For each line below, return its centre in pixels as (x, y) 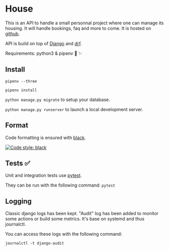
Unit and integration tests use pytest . (44, 175)
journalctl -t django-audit (35, 243)
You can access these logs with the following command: (64, 234)
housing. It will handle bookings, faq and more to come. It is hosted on (78, 28)
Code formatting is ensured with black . (46, 137)
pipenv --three (21, 81)
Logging (18, 201)
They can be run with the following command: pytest (60, 185)
